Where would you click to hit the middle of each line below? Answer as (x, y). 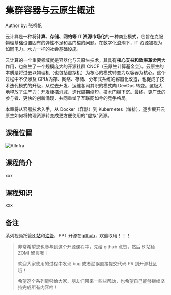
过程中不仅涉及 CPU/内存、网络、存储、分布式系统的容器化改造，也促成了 (83, 79)
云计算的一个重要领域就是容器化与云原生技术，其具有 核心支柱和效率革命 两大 (85, 60)
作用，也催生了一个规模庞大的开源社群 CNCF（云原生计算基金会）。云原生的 (85, 66)
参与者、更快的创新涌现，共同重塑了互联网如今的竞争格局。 (68, 98)
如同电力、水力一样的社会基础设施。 (43, 49)
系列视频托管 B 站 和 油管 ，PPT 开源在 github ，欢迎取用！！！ (68, 236)
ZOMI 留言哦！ (33, 253)
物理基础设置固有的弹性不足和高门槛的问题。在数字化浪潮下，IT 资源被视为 (84, 43)
